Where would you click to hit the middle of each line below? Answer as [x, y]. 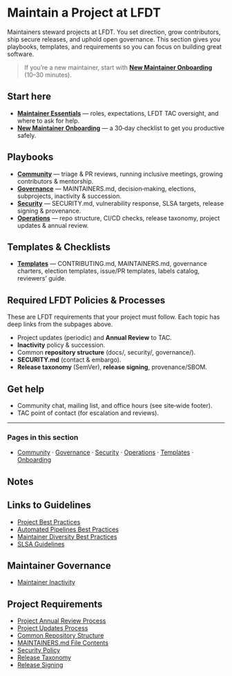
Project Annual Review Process [61, 621]
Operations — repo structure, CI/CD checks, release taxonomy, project [118, 218]
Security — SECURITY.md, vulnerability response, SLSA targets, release [120, 203]
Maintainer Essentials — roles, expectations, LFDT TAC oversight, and [118, 113]
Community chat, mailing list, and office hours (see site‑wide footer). [115, 406]
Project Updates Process [52, 628]
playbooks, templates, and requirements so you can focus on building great [115, 46]
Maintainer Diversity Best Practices [67, 536]
